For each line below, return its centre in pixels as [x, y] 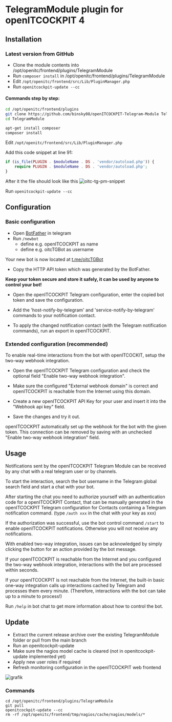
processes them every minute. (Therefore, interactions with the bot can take [86, 591]
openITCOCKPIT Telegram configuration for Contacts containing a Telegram [86, 507]
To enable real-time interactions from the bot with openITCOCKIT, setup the [85, 355]
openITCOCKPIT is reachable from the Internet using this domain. [82, 391]
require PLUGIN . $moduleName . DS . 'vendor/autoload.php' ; [81, 167]
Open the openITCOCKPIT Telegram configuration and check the [81, 370]
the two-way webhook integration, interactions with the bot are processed [84, 564]
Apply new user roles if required [47, 662]
